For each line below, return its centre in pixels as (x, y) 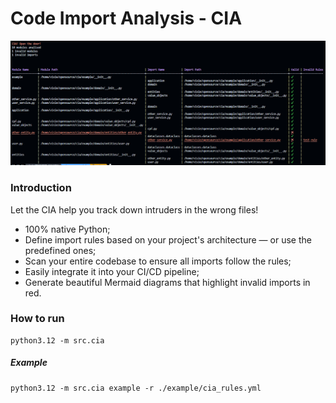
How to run (37, 319)
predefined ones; (60, 250)
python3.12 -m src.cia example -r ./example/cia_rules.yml (136, 388)
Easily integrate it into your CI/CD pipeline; (112, 271)
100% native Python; (67, 229)
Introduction (41, 188)
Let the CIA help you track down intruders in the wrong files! (134, 209)
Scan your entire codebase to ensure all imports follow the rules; (158, 261)
